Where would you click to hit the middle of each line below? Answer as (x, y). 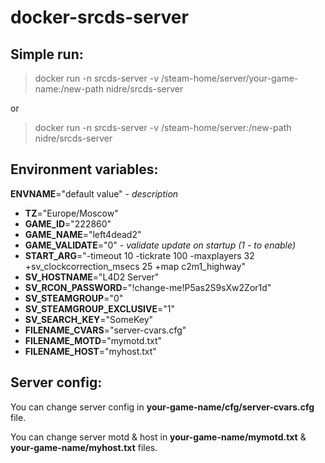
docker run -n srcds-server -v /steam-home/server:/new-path (163, 127)
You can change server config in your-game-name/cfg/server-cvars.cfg (162, 407)
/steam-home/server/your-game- (229, 78)
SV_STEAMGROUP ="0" (74, 298)
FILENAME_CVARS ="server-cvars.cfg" (105, 330)
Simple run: (47, 54)
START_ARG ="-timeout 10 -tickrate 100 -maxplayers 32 (139, 255)
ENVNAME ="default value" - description (94, 193)
